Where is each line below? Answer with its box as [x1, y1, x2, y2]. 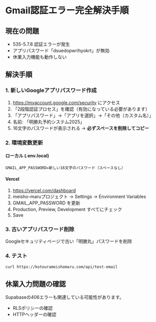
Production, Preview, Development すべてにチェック [12, 206, 122, 213]
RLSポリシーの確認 [12, 305, 53, 311]
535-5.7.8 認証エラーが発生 [12, 41, 70, 47]
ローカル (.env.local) [5, 153, 50, 159]
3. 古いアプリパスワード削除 [5, 225, 75, 233]
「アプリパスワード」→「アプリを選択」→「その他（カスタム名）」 [12, 112, 154, 118]
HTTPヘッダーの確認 [12, 311, 57, 317]
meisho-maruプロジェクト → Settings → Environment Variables [12, 194, 146, 200]
